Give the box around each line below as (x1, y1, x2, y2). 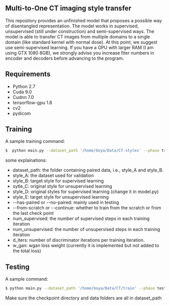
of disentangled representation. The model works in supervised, (5, 23, 139, 29)
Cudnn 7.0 (12, 94, 34, 100)
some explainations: (5, 157, 47, 164)
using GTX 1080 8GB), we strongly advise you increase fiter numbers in (5, 50, 154, 56)
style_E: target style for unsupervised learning (12, 194, 109, 200)
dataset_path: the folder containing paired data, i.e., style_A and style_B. (12, 167, 163, 173)
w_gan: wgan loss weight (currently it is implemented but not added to (12, 243, 159, 249)
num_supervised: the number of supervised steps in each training (12, 215, 150, 222)
